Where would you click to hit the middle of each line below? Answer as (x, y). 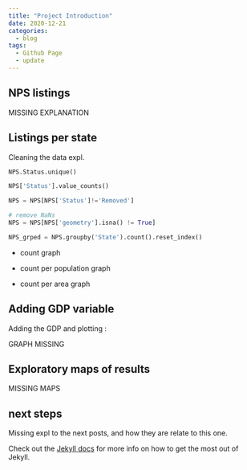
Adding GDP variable (61, 309)
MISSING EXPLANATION (49, 112)
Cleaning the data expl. (47, 157)
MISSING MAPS (34, 388)
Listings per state (53, 138)
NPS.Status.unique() (43, 172)
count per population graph (65, 268)
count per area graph (55, 284)
